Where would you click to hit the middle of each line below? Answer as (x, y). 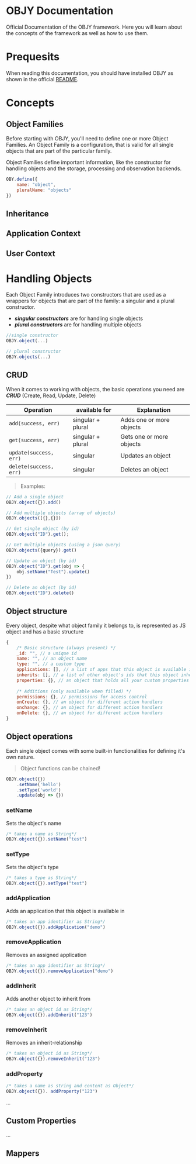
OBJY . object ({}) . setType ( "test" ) (47, 883)
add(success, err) (34, 423)
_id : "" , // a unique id (47, 653)
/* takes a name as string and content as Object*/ (70, 1086)
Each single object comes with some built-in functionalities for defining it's (96, 750)
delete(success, (32, 466)
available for (94, 409)
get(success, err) (34, 440)
